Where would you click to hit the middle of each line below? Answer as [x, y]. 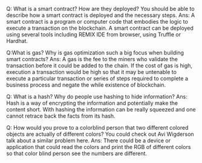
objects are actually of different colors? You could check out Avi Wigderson [100, 134]
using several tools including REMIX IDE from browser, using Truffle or [94, 35]
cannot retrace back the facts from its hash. [61, 116]
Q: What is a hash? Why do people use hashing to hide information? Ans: [97, 97]
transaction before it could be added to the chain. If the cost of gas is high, [99, 65]
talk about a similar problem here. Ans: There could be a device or [89, 141]
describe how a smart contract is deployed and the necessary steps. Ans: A [101, 15]
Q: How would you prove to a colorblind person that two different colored [97, 128]
